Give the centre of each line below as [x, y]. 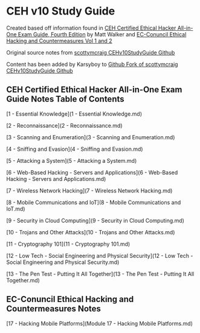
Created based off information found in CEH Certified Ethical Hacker [91, 28]
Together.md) [23, 280]
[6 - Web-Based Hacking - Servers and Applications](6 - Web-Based [92, 172]
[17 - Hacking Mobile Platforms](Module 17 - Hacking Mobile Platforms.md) [100, 323]
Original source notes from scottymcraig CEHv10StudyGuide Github [91, 52]
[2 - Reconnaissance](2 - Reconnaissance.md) [64, 125]
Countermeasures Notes [54, 309]
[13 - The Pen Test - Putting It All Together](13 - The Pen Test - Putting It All [100, 274]
